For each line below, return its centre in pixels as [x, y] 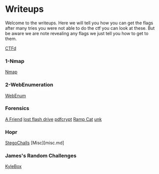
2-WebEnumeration [29, 85]
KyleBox [14, 167]
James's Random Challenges [41, 156]
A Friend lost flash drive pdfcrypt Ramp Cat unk [54, 119]
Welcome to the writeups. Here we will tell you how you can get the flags [79, 23]
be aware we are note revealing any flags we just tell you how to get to [77, 33]
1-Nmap [15, 61]
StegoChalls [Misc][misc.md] [35, 143]
